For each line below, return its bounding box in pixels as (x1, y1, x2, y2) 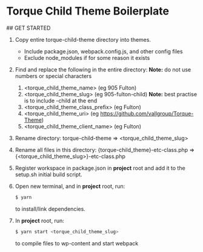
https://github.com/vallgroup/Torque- (99, 110, 194, 117)
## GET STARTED (6, 24, 51, 31)
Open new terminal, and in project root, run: (15, 182, 125, 190)
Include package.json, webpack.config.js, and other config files (24, 47, 183, 55)
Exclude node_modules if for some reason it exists (24, 54, 150, 61)
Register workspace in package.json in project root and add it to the (15, 164, 186, 171)
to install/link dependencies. (15, 205, 86, 213)
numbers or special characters (15, 72, 92, 79)
